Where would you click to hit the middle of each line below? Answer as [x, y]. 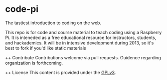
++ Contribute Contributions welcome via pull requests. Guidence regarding [83, 57]
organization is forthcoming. [34, 63]
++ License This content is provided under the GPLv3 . [61, 72]
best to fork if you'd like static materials [46, 48]
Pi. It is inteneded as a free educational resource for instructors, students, [81, 38]
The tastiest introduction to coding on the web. [53, 23]
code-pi [22, 9]
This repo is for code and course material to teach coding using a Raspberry [83, 32]
